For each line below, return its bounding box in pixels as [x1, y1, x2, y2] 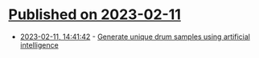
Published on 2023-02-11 [8, 6, 181, 24]
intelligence [19, 40, 59, 49]
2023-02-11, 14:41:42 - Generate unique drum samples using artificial [19, 32, 251, 41]
